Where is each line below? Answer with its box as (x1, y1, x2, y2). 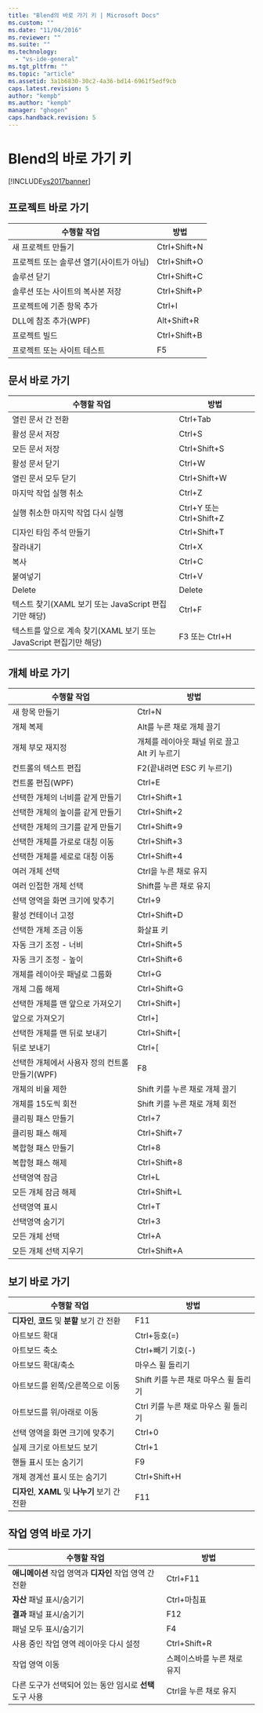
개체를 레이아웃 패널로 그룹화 (12, 969, 113, 980)
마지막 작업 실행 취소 (12, 488, 84, 499)
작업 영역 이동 (12, 1659, 60, 1670)
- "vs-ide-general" (15, 56, 79, 64)
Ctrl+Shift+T (178, 527, 225, 538)
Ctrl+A (136, 1231, 162, 1242)
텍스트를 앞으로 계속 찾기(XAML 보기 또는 (12, 625, 157, 636)
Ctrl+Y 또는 (178, 503, 220, 514)
